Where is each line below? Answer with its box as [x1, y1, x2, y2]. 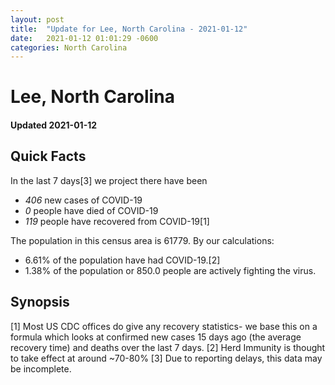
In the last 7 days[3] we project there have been [10, 174, 208, 186]
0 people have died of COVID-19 [24, 204, 159, 216]
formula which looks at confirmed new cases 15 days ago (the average [10, 331, 302, 343]
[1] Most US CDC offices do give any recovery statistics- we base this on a [10, 320, 318, 332]
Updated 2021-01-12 [10, 119, 98, 131]
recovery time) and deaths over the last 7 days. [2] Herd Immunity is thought [10, 341, 326, 353]
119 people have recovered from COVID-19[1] [24, 215, 210, 227]
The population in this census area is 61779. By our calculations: [10, 234, 275, 246]
